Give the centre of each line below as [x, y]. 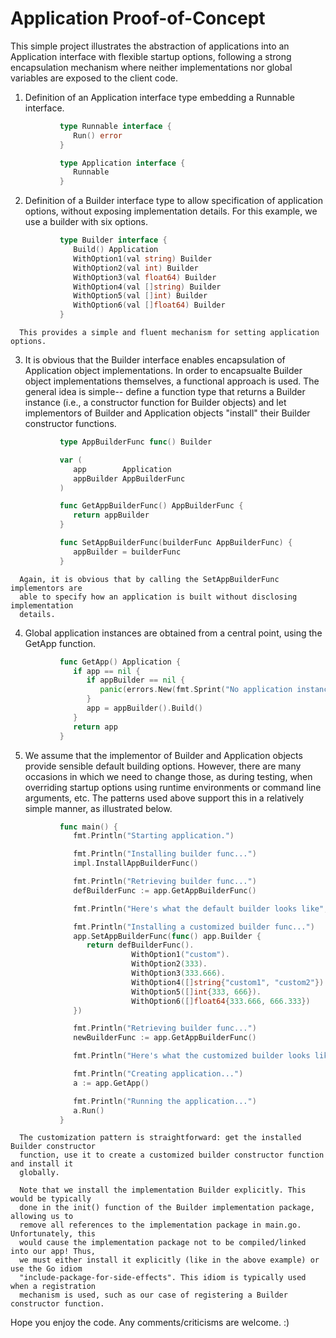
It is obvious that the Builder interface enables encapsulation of [155, 360]
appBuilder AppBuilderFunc [129, 478]
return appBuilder [111, 515]
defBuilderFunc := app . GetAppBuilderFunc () [165, 890]
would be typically [51, 1199]
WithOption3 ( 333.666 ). [178, 973]
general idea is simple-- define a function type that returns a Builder [165, 392]
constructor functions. [70, 424]
